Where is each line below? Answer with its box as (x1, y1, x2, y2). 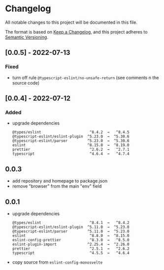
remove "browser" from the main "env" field (12, 183, 102, 189)
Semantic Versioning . (5, 34, 48, 40)
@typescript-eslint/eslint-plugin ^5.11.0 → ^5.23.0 (12, 225, 130, 229)
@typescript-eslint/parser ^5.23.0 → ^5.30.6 (12, 138, 130, 143)
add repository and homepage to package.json (12, 178, 107, 184)
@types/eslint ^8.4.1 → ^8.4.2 (12, 220, 130, 225)
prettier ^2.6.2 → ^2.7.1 (12, 147, 130, 152)
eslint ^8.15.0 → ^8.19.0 (12, 143, 130, 148)
